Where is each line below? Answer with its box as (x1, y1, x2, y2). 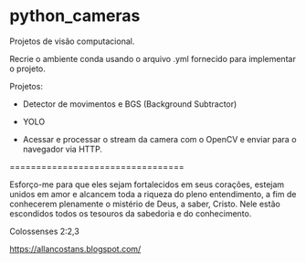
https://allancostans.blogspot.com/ (9, 243, 142, 254)
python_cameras (9, 5, 141, 26)
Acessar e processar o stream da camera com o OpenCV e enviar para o (22, 133, 297, 144)
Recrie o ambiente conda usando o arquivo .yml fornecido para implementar (9, 53, 297, 64)
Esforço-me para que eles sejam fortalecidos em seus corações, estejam (9, 179, 285, 190)
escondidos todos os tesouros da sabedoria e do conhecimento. (9, 207, 252, 219)
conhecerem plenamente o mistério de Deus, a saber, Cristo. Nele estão (9, 198, 280, 209)
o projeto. (9, 63, 46, 74)
